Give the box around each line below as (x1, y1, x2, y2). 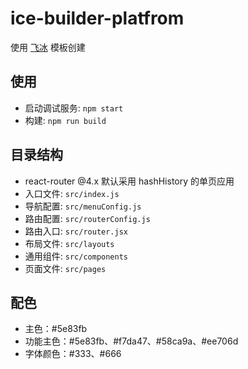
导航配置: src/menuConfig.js (24, 200, 142, 212)
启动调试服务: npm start (24, 102, 124, 114)
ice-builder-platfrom (10, 7, 185, 30)
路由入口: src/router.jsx (24, 225, 129, 237)
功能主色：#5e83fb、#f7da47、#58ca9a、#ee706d (24, 335, 239, 347)
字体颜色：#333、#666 (24, 348, 122, 360)
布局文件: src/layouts (24, 237, 115, 249)
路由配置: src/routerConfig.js (24, 212, 151, 224)
